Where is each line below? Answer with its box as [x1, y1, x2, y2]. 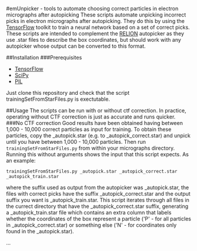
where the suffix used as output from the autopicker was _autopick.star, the [6, 184, 189, 191]
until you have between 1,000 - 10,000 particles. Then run [6, 138, 146, 145]
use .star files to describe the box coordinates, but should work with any [6, 37, 181, 43]
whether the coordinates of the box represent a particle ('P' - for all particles [6, 215, 191, 222]
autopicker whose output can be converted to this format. [6, 42, 146, 49]
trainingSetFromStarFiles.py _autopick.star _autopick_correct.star [6, 169, 178, 174]
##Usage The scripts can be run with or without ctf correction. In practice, [6, 107, 186, 114]
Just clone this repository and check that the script [6, 90, 130, 96]
